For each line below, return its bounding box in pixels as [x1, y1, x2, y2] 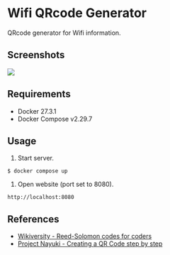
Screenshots [7, 49, 65, 61]
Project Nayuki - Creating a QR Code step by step [17, 239, 163, 248]
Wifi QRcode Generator [7, 5, 147, 21]
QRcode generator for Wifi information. [7, 28, 122, 37]
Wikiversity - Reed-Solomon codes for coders [17, 232, 152, 241]
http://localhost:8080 [7, 194, 74, 201]
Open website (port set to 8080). [17, 180, 114, 189]
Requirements [7, 88, 71, 100]
